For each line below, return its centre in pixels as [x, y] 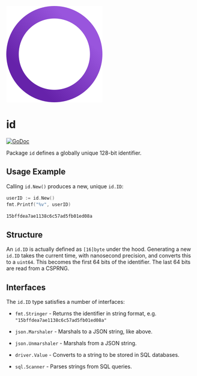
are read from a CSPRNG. [38, 268]
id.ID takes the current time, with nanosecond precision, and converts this [98, 256]
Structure [25, 235]
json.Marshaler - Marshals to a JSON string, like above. [84, 331]
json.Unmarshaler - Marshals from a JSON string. [76, 343]
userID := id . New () [31, 198]
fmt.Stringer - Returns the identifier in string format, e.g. [86, 313]
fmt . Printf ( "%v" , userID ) [38, 205]
